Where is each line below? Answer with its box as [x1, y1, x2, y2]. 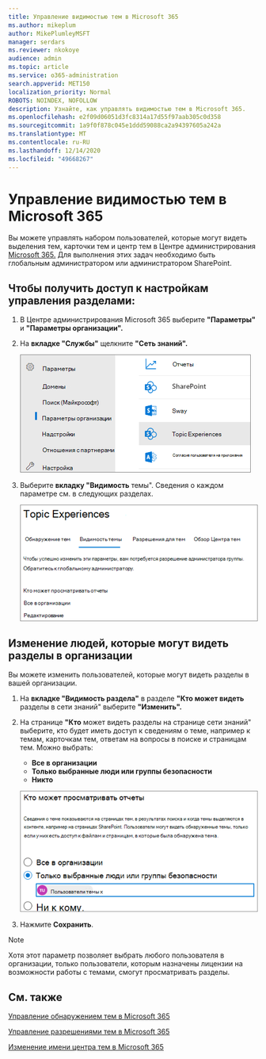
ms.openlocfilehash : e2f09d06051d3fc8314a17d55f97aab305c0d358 [8, 113, 222, 121]
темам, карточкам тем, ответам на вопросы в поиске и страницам [19, 735, 247, 744]
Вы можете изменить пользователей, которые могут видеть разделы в [8, 670, 249, 680]
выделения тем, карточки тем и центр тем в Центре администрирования [8, 242, 256, 251]
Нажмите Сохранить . [19, 920, 93, 930]
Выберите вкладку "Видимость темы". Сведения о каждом [19, 481, 224, 490]
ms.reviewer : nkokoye [8, 46, 80, 55]
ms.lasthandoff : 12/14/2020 [8, 147, 101, 155]
